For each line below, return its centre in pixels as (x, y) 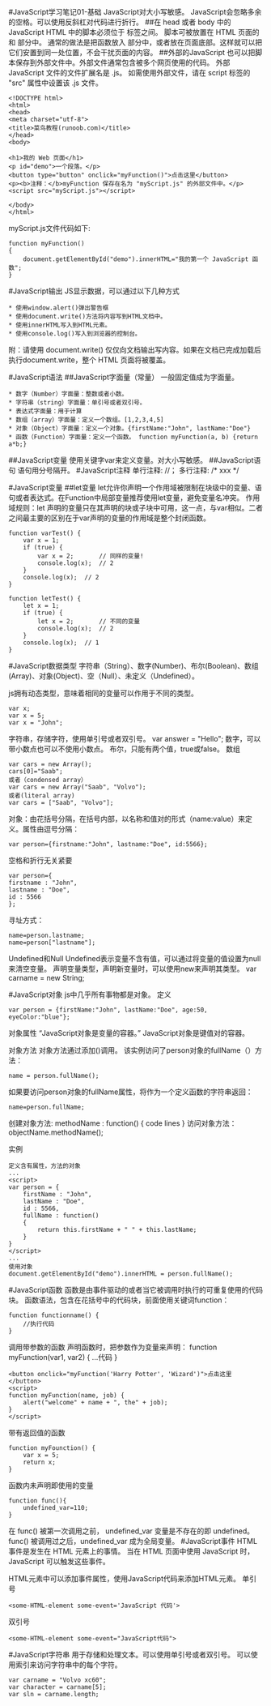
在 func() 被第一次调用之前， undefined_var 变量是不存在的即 (110, 1531)
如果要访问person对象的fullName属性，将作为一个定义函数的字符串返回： (131, 1092)
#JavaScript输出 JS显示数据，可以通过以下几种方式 (94, 291)
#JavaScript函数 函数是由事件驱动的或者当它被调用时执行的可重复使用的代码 (136, 1290)
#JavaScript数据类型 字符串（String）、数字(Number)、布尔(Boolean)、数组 (133, 666)
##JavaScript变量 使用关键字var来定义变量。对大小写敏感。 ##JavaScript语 (135, 460)
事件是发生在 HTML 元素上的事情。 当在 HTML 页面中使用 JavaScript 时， (131, 1551)
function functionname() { (54, 1315)
